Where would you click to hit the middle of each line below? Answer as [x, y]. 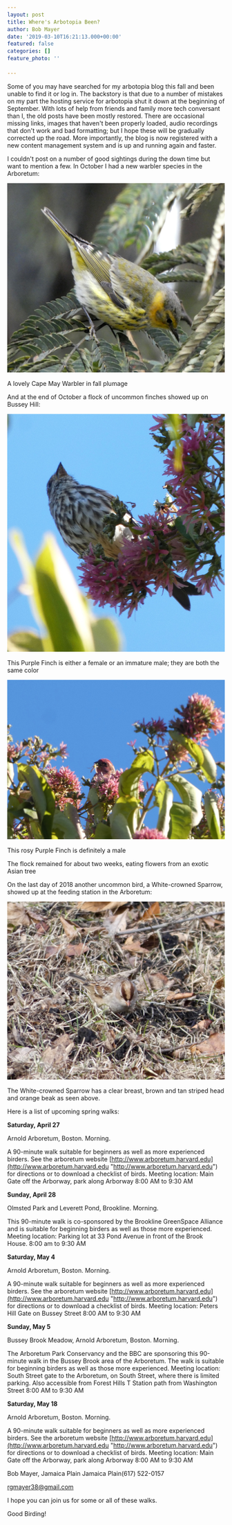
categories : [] [29, 51]
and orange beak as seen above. [54, 1098]
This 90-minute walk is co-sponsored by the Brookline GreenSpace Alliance [115, 1221]
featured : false [30, 44]
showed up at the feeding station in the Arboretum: [80, 892]
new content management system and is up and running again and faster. [112, 145]
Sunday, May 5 [29, 1326]
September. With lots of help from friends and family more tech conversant [114, 108]
